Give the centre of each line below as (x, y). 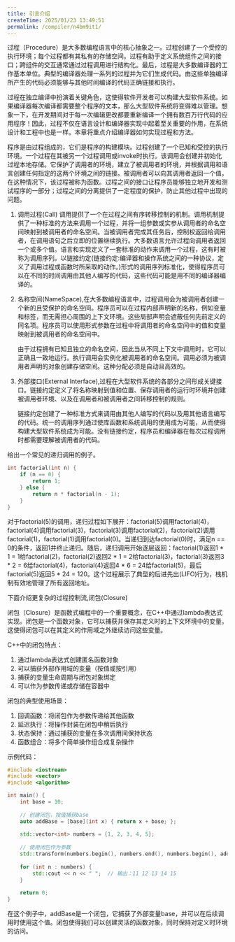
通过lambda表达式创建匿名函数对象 (68, 659)
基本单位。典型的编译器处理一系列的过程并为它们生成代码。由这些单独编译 (120, 73)
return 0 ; (34, 893)
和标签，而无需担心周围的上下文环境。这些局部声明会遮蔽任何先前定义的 (121, 317)
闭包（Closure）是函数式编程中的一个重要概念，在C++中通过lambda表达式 (115, 612)
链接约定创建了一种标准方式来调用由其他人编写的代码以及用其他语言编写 (121, 414)
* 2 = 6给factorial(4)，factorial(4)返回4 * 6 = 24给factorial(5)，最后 (105, 565)
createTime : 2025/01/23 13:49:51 (56, 20)
